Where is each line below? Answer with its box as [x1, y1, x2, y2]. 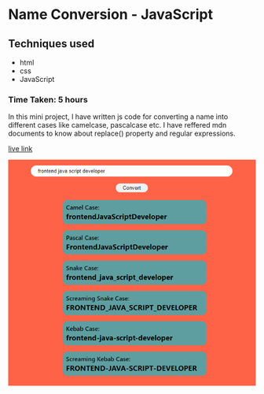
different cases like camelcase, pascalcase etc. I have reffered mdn [8, 121, 227, 130]
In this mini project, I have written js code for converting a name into [8, 112, 229, 121]
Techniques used [8, 37, 95, 50]
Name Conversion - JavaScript [8, 6, 214, 24]
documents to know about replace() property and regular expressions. [8, 128, 236, 139]
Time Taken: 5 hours [8, 94, 88, 105]
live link [8, 144, 33, 154]
